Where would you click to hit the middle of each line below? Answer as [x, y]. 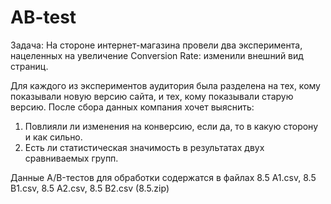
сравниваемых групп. [71, 158]
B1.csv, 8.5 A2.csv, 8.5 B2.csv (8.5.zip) [90, 188]
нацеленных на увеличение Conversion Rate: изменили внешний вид [157, 55]
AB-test [43, 17]
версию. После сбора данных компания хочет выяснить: [132, 107]
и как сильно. [53, 137]
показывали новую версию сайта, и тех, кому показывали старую [152, 96]
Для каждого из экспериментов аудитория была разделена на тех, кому [165, 85]
